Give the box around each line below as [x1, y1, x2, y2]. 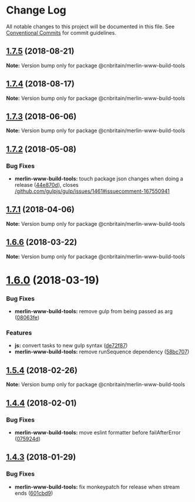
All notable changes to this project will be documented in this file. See [6, 23, 175, 30]
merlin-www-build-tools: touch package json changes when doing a [14, 175, 183, 182]
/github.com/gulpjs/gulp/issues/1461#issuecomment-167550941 [14, 188, 170, 195]
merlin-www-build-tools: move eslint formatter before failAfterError [14, 429, 181, 436]
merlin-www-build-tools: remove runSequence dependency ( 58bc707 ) [14, 348, 190, 356]
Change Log [6, 4, 66, 17]
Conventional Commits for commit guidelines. [6, 29, 116, 36]
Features [6, 329, 32, 337]
